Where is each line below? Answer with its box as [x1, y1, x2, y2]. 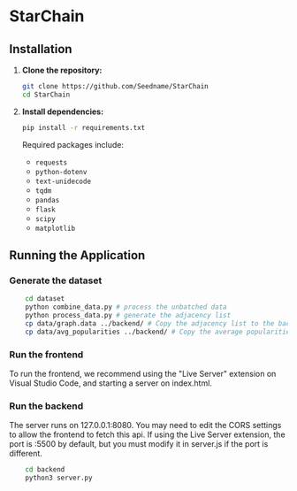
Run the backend [9, 400, 84, 412]
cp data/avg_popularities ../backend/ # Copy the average [25, 327, 243, 336]
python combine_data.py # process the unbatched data [25, 303, 227, 311]
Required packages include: [21, 139, 124, 150]
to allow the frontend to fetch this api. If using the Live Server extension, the [9, 429, 286, 440]
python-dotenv [34, 167, 88, 176]
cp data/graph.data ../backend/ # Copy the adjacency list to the [25, 318, 275, 328]
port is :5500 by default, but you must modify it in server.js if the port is [9, 439, 269, 449]
